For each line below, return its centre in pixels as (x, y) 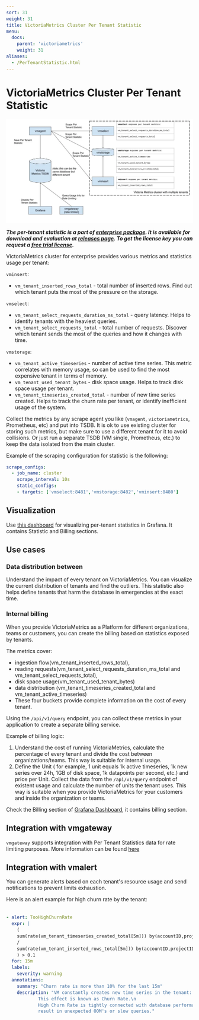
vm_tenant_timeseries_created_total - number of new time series (95, 394)
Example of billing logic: (35, 736)
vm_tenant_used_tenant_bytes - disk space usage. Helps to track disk (99, 382)
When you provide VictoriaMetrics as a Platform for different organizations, (98, 627)
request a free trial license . (40, 245)
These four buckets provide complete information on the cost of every (100, 700)
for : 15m (22, 961)
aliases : (17, 56)
